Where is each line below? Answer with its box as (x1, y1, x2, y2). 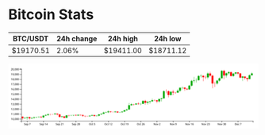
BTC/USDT (13, 34, 49, 44)
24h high (107, 34, 139, 44)
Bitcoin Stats (8, 6, 94, 24)
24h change (56, 34, 98, 44)
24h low (153, 34, 182, 44)
